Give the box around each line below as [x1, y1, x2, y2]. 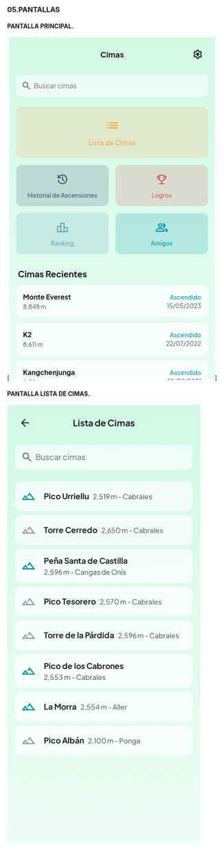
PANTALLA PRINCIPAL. [7, 22, 74, 30]
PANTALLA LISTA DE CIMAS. [7, 389, 90, 398]
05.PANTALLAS [7, 5, 60, 14]
